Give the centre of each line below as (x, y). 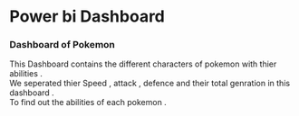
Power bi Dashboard (87, 17)
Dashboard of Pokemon (63, 45)
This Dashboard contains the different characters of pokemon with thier (143, 64)
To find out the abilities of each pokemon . (88, 103)
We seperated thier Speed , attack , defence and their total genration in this (150, 84)
